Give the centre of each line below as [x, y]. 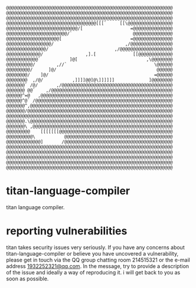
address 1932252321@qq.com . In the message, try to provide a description [98, 266]
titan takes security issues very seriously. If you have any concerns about [95, 247]
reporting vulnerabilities [67, 231]
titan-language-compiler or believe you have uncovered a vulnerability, [92, 253]
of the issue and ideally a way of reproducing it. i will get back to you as [93, 272]
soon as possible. [27, 279]
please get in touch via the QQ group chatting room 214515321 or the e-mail [98, 260]
